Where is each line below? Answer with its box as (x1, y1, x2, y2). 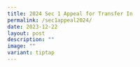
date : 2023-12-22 (7, 23, 58, 30)
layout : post (7, 29, 45, 37)
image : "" (7, 43, 36, 50)
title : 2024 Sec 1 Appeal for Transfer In (7, 10, 133, 17)
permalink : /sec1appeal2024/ (7, 17, 92, 24)
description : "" (7, 36, 55, 43)
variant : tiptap (7, 50, 55, 57)
